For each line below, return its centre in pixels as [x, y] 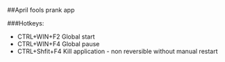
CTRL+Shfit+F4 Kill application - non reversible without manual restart [117, 51]
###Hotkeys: [26, 23]
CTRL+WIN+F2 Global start [56, 37]
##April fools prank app [41, 10]
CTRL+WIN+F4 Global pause [58, 44]
